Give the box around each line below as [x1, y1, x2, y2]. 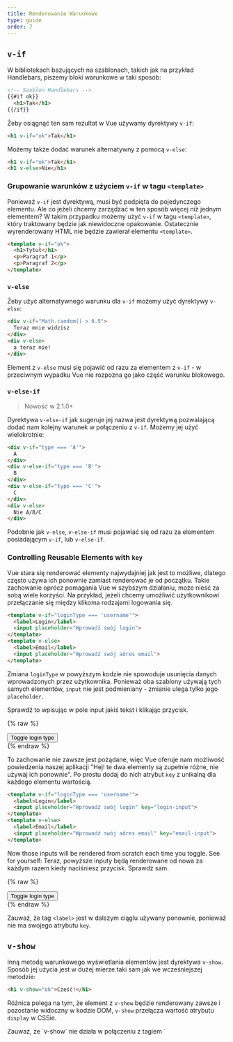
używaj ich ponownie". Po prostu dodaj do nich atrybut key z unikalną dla [7, 770, 216, 778]
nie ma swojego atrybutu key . [7, 921, 92, 929]
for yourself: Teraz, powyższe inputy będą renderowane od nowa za [7, 856, 203, 865]
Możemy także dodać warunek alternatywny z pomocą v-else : [7, 144, 187, 154]
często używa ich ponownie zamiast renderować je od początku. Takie [7, 576, 210, 584]
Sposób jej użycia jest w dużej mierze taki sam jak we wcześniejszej [7, 965, 203, 974]
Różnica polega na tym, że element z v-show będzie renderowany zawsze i [7, 999, 220, 1007]
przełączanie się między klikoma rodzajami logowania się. [7, 598, 172, 606]
